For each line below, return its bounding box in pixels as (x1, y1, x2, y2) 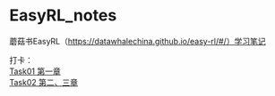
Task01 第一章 (9, 66, 61, 76)
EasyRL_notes (9, 5, 117, 26)
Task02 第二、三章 (9, 76, 79, 87)
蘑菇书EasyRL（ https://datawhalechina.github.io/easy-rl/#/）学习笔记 (9, 36, 266, 46)
